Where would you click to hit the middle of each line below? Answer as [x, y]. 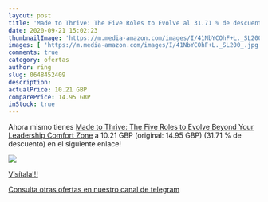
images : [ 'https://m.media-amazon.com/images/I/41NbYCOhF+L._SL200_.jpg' [135, 45]
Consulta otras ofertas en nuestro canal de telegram [94, 190]
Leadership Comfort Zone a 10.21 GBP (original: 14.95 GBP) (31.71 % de [125, 135]
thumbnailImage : [35, 38]
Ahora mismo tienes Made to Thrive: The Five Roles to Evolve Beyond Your [131, 127]
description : [30, 82]
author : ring [30, 68]
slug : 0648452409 [37, 75]
